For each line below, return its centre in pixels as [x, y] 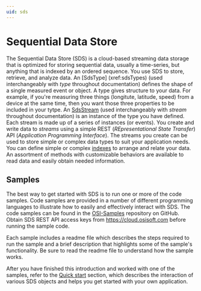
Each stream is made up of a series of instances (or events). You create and [100, 122]
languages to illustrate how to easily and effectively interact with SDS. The [98, 207]
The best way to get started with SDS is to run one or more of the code [94, 194]
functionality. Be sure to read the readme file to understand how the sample [100, 251]
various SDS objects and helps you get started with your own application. [97, 281]
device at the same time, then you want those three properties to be [90, 103]
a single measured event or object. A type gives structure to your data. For [98, 90]
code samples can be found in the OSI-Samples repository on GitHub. [93, 213]
